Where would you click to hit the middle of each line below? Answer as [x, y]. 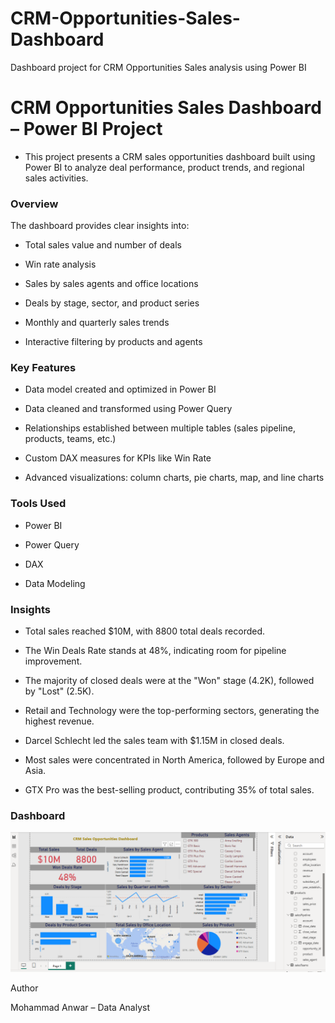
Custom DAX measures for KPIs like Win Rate [118, 458]
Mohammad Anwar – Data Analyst [80, 1007]
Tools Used [38, 504]
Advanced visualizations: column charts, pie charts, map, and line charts [174, 478]
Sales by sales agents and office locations [111, 284]
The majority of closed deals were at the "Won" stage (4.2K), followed [169, 681]
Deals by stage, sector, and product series [112, 303]
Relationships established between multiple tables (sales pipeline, [160, 428]
